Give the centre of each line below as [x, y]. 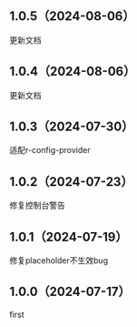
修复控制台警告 [37, 205]
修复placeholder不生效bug [59, 261]
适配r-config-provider [50, 150]
